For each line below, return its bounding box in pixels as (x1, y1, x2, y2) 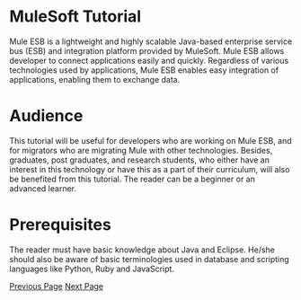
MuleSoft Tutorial (9, 6, 142, 27)
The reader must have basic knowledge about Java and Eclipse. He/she (9, 244, 276, 255)
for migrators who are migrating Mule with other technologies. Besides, (9, 145, 273, 155)
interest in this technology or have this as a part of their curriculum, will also (9, 163, 290, 174)
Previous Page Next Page (9, 280, 104, 291)
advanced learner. (9, 182, 77, 194)
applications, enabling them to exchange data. (9, 74, 181, 84)
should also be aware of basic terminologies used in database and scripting (9, 253, 289, 264)
